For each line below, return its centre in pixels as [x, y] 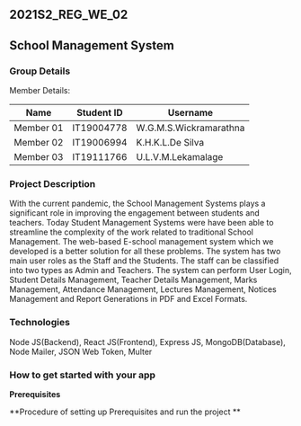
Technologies [40, 323]
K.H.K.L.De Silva [170, 143]
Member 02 [39, 143]
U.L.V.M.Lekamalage [180, 157]
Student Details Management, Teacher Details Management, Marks [133, 280]
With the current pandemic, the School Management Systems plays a [137, 204]
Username [190, 113]
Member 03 [39, 157]
